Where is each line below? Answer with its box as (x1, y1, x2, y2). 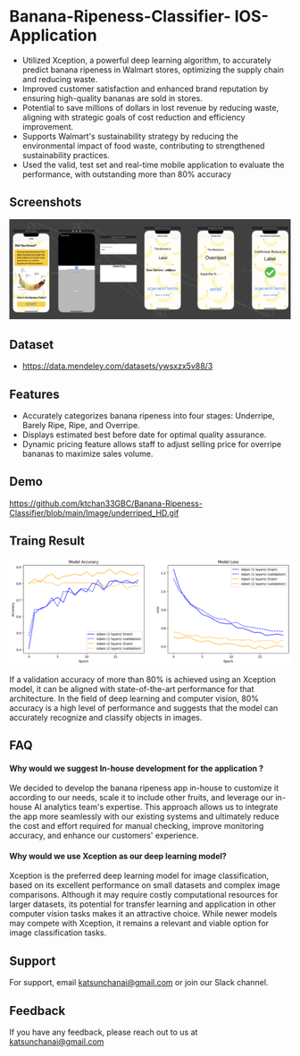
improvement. (21, 121, 74, 131)
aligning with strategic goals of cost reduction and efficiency (21, 112, 246, 122)
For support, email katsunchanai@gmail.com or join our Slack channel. (9, 977, 269, 988)
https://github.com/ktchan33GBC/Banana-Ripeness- (9, 498, 204, 509)
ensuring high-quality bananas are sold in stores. (21, 92, 203, 104)
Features (9, 386, 60, 401)
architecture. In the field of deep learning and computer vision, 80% (9, 693, 260, 704)
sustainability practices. (21, 149, 110, 160)
